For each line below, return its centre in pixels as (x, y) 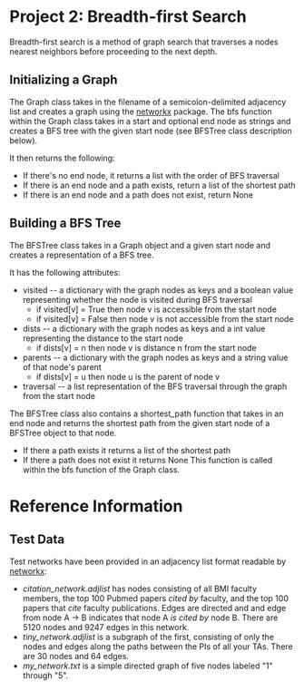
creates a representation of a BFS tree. (82, 255)
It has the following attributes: (65, 272)
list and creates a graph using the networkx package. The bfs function (141, 112)
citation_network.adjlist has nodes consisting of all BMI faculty (139, 588)
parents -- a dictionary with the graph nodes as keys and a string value (155, 357)
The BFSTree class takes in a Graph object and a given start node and (140, 245)
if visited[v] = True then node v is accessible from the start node (156, 309)
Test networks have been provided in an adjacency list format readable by (148, 561)
